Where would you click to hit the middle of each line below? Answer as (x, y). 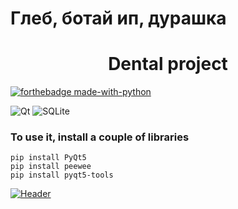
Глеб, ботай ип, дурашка (118, 18)
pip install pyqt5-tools (62, 175)
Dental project (168, 64)
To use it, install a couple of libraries (100, 137)
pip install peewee (51, 167)
